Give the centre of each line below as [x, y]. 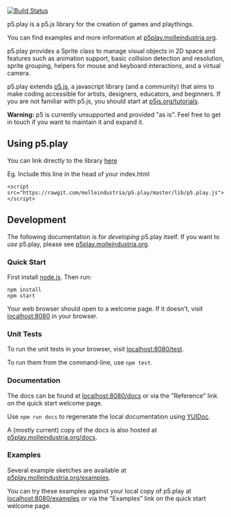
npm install [24, 290]
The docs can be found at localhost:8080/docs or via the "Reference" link [112, 396]
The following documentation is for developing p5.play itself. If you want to [113, 236]
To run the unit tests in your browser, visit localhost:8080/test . [96, 349]
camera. [19, 73]
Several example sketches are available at [67, 470]
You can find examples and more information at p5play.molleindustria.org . [112, 37]
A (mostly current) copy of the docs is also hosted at [82, 430]
